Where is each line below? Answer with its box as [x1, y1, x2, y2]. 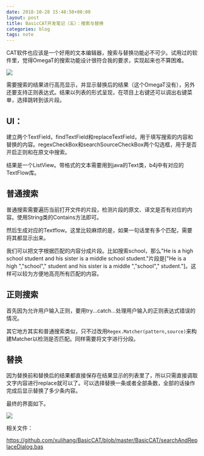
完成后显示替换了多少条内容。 [6, 387, 81, 394]
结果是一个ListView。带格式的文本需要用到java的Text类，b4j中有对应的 [6, 161, 184, 168]
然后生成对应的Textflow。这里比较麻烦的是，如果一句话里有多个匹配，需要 [6, 226, 193, 233]
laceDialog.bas [6, 443, 44, 451]
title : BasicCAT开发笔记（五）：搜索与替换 [6, 20, 104, 26]
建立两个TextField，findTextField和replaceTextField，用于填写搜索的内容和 [6, 133, 193, 140]
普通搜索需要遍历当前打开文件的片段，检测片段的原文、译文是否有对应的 [6, 205, 187, 213]
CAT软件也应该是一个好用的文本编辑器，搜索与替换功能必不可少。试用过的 [6, 49, 192, 57]
